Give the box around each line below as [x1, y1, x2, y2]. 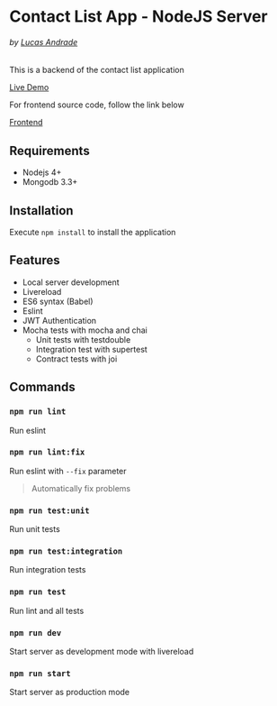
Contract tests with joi [35, 353, 118, 364]
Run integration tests [9, 564, 86, 575]
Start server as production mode [9, 687, 130, 698]
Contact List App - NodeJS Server [9, 6, 268, 27]
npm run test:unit [9, 505, 90, 516]
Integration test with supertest [35, 344, 148, 354]
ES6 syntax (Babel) [22, 296, 94, 307]
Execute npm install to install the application [9, 227, 176, 238]
